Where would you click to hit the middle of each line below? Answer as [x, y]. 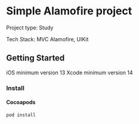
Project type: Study [30, 28]
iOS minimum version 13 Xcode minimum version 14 [69, 72]
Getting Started [35, 58]
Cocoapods [21, 102]
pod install [21, 115]
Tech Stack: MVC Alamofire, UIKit [47, 39]
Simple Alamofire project [69, 11]
